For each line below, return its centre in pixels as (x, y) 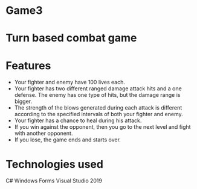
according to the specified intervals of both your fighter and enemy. (99, 114)
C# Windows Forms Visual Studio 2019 (54, 181)
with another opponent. (44, 134)
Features (28, 65)
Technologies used (55, 164)
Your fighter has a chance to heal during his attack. (78, 120)
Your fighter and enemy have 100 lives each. (69, 82)
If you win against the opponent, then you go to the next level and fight (102, 127)
